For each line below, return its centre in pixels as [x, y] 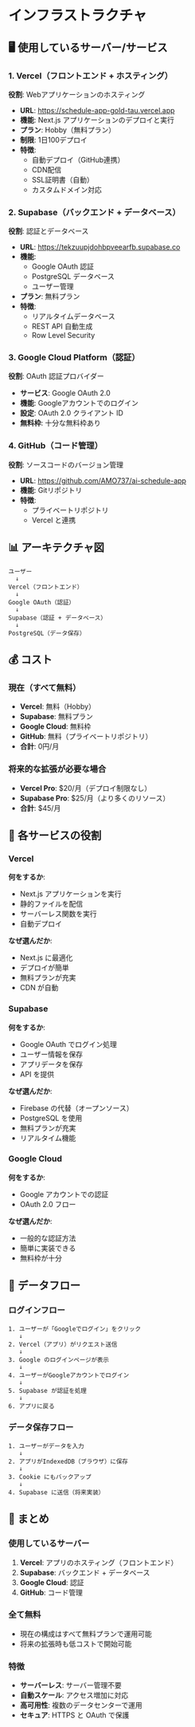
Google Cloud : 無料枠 [55, 726]
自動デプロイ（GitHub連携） [78, 159]
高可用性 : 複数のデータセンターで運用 [81, 1705]
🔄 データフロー [45, 1286]
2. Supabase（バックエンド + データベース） [94, 212]
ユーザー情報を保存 [51, 1054]
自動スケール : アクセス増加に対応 [74, 1695]
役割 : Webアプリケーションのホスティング [77, 94]
